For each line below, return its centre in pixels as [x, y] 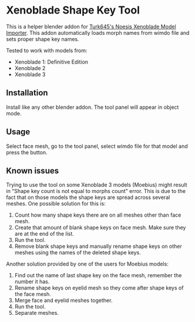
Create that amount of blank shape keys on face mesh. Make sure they [100, 228]
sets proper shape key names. [43, 39]
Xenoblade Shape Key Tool [73, 10]
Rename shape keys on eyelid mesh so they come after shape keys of [99, 288]
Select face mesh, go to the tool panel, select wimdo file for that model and [97, 146]
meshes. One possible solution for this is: [56, 204]
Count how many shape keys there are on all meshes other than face [98, 215]
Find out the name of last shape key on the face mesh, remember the [98, 275]
